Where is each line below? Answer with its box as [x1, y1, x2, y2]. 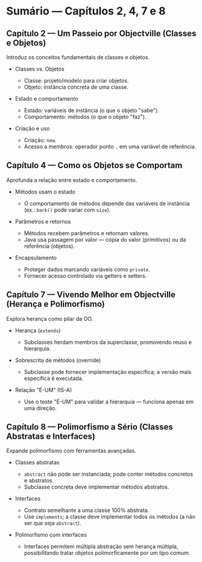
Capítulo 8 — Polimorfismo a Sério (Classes [6, 422, 174, 432]
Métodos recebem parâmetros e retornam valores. [24, 229, 150, 236]
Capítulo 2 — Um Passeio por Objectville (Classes [6, 28, 197, 39]
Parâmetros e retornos [14, 218, 71, 225]
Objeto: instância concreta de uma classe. [24, 83, 128, 90]
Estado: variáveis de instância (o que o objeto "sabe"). [24, 107, 159, 114]
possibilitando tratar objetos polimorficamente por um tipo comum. [24, 549, 191, 557]
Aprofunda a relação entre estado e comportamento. [6, 176, 137, 183]
